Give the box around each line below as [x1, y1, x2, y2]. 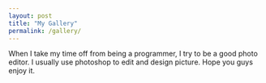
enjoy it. [8, 66, 35, 76]
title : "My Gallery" [8, 19, 79, 27]
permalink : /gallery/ [8, 27, 82, 35]
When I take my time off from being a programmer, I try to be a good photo [8, 49, 258, 59]
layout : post [8, 11, 53, 20]
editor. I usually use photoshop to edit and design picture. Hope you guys [8, 57, 254, 67]
